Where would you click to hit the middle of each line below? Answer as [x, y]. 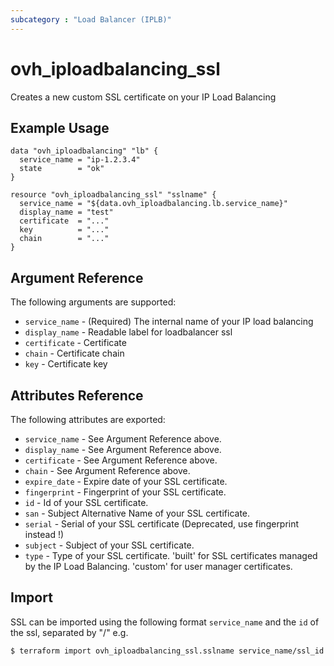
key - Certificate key [66, 364]
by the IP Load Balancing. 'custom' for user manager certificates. [158, 566]
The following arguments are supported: [93, 302]
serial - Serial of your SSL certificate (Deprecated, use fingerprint [162, 524]
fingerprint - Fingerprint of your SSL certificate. [125, 492]
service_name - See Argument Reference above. [123, 439]
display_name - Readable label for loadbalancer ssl [128, 332]
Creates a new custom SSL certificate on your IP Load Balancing [143, 97]
